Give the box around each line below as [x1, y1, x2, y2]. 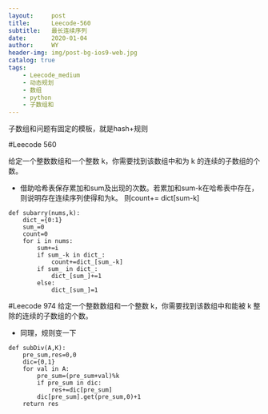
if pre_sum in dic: [37, 379, 102, 388]
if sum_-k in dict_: [37, 251, 106, 260]
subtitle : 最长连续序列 [8, 26, 88, 34]
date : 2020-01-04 [8, 34, 88, 42]
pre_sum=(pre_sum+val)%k [37, 372, 120, 380]
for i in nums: [22, 237, 74, 245]
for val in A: [22, 365, 70, 373]
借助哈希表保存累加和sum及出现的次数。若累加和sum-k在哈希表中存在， [19, 183, 258, 193]
